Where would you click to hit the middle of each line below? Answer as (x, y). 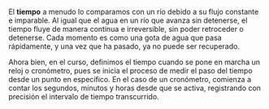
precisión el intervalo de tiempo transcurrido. (84, 96)
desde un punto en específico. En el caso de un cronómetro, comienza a (130, 79)
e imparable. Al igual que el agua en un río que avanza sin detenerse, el (128, 20)
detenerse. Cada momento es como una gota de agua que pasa (115, 37)
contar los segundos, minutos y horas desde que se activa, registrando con (135, 88)
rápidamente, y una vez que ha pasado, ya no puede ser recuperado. (124, 46)
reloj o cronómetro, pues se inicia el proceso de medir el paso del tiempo (131, 71)
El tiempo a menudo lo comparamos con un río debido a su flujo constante (134, 12)
